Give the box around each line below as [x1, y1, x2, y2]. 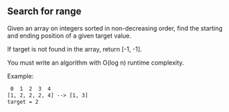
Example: [7, 72, 34, 80]
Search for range [7, 6, 82, 17]
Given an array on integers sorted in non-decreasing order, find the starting [7, 24, 223, 32]
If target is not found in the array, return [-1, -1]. [7, 45, 142, 53]
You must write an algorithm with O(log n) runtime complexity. [7, 58, 185, 67]
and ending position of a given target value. [7, 31, 132, 40]
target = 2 [7, 98, 39, 105]
